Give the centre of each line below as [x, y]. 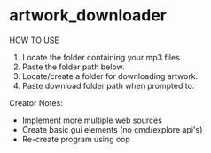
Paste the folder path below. [74, 67]
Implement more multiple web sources [92, 120]
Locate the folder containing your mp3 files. [102, 57]
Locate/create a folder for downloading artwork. [110, 76]
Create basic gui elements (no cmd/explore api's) [112, 129]
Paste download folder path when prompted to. [108, 85]
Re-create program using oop [76, 139]
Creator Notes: [36, 102]
